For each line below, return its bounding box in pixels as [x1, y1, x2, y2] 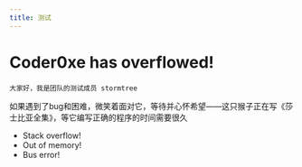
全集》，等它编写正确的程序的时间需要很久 [33, 112, 188, 123]
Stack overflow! [22, 130, 81, 141]
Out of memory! [22, 139, 82, 150]
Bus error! [22, 149, 61, 160]
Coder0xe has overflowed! [9, 51, 214, 72]
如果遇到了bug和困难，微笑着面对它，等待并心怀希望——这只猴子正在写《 [9, 100, 286, 111]
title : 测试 [9, 13, 52, 23]
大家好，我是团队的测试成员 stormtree [9, 83, 138, 93]
